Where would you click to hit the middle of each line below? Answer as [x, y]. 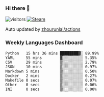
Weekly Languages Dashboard [44, 43]
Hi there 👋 [18, 8]
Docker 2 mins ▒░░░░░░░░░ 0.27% [51, 76]
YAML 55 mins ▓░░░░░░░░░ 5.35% [51, 58]
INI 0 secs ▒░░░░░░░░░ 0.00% [51, 89]
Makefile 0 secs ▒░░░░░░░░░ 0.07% [51, 80]
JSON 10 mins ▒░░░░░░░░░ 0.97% [51, 67]
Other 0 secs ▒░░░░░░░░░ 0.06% [51, 85]
